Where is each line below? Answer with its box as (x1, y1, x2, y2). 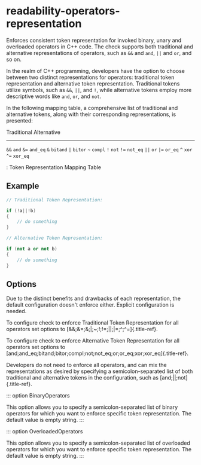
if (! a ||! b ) (6, 207, 36, 213)
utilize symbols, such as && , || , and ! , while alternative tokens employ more (6, 86, 192, 93)
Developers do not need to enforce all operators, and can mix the (6, 362, 167, 369)
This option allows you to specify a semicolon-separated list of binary (6, 403, 178, 411)
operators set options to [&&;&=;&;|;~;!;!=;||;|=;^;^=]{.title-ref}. (6, 326, 159, 333)
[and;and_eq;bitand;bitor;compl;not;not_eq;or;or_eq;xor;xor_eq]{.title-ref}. (6, 350, 189, 357)
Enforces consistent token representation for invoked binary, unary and (6, 36, 182, 44)
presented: (6, 117, 33, 124)
